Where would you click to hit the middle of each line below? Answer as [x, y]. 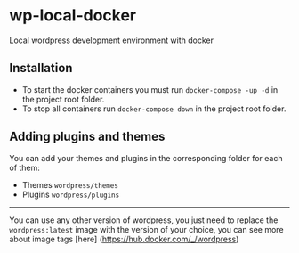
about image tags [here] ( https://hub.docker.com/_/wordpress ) [124, 239]
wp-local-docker [73, 16]
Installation [41, 68]
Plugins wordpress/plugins [71, 194]
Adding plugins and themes [87, 137]
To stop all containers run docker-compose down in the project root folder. [154, 109]
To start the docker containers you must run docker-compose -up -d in [150, 89]
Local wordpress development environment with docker [111, 40]
